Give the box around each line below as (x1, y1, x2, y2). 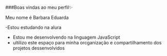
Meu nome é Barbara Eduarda (5, 15, 69, 20)
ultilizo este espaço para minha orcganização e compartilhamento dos (12, 40, 162, 45)
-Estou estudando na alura (5, 24, 62, 30)
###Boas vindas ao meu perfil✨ (5, 5, 73, 10)
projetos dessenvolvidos (12, 45, 65, 51)
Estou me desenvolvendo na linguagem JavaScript (12, 34, 120, 40)
